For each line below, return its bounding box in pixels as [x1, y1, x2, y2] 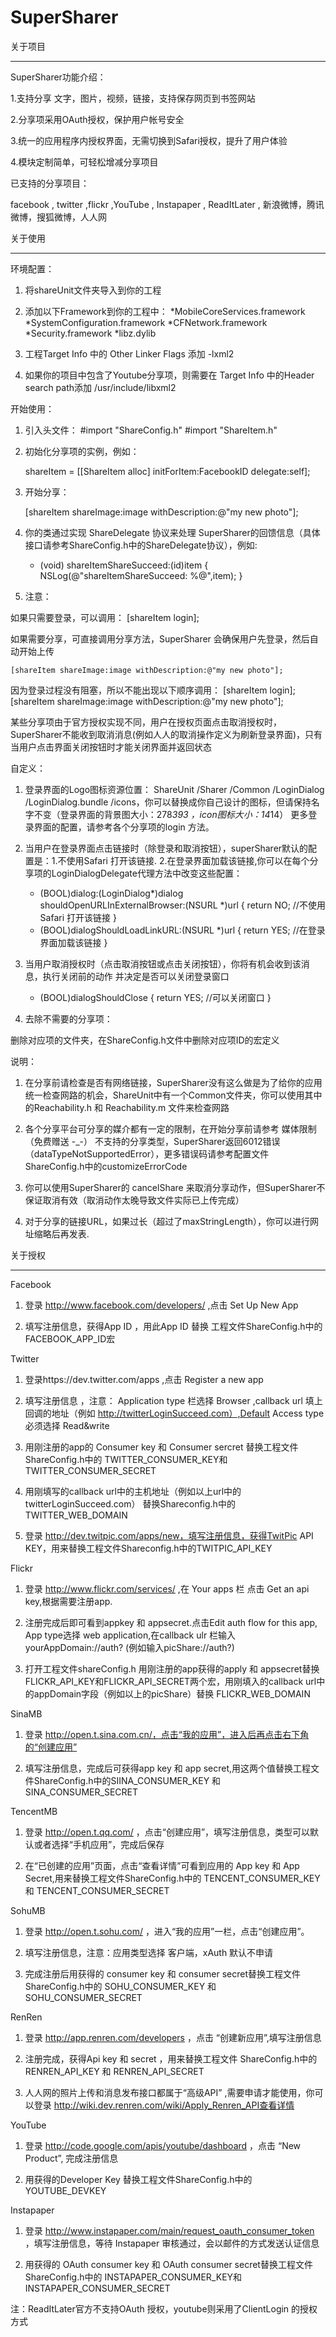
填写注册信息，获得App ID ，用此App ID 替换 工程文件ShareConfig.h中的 [24, 1320, 323, 1332]
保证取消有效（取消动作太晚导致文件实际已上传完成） [24, 1194, 245, 1206]
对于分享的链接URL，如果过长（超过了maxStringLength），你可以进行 [24, 1215, 310, 1227]
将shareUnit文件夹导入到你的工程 [24, 284, 162, 296]
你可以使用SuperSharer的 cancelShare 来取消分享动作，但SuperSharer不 [24, 1181, 326, 1193]
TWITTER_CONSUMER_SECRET [24, 1464, 157, 1476]
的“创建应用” [24, 1741, 78, 1753]
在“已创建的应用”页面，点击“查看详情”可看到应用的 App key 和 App [24, 1859, 300, 1871]
